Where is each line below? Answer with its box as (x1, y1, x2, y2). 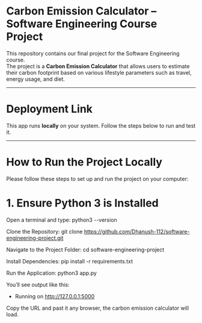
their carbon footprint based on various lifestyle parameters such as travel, (6, 69, 192, 76)
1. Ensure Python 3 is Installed (6, 196, 159, 210)
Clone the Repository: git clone (6, 228, 83, 235)
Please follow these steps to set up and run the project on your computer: (6, 175, 189, 182)
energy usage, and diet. (6, 75, 65, 83)
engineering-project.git (6, 234, 64, 242)
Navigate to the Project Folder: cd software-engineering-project (6, 246, 165, 253)
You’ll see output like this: (6, 281, 70, 288)
